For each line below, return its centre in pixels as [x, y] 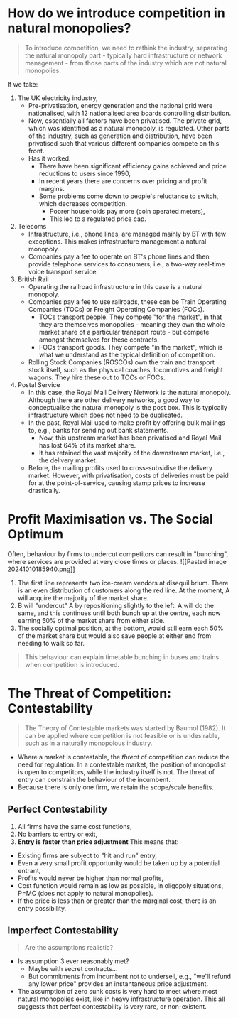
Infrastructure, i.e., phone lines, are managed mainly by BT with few [127, 234]
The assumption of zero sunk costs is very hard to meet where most [118, 992]
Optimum [36, 535]
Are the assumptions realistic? [69, 948]
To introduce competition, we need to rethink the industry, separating [126, 48]
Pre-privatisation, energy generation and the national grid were [120, 105]
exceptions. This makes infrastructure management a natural [117, 241]
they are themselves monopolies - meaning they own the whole [132, 324]
